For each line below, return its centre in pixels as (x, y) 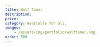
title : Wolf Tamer (24, 10)
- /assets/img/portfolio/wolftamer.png (55, 32)
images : (13, 28)
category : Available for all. (36, 23)
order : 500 (16, 37)
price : (12, 19)
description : (18, 14)
